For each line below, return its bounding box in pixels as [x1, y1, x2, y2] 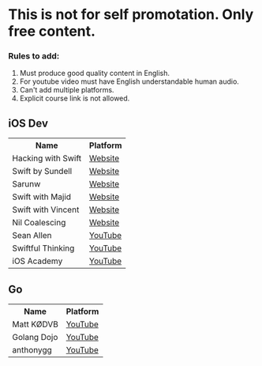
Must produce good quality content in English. [19, 69, 170, 78]
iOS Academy [12, 255, 63, 266]
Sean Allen [12, 230, 53, 241]
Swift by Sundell [12, 166, 73, 177]
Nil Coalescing [12, 217, 66, 228]
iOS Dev [8, 116, 49, 130]
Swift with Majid [12, 191, 72, 202]
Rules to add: [8, 51, 60, 62]
